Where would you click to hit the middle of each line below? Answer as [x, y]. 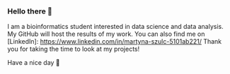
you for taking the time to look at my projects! [74, 49]
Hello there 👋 [30, 11]
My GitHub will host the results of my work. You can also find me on [106, 34]
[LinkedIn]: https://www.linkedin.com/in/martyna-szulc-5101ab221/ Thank [115, 42]
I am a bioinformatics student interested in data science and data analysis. [116, 27]
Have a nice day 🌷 [34, 63]
